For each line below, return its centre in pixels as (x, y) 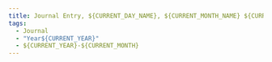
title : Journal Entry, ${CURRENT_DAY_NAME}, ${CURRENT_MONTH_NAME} (125, 16)
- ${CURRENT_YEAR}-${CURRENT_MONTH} (77, 46)
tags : (17, 23)
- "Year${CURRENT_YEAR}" (57, 38)
